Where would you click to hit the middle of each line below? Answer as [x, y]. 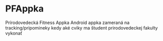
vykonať [14, 33]
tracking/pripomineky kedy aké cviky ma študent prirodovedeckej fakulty [82, 27]
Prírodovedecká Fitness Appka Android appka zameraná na [68, 22]
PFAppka [25, 9]
